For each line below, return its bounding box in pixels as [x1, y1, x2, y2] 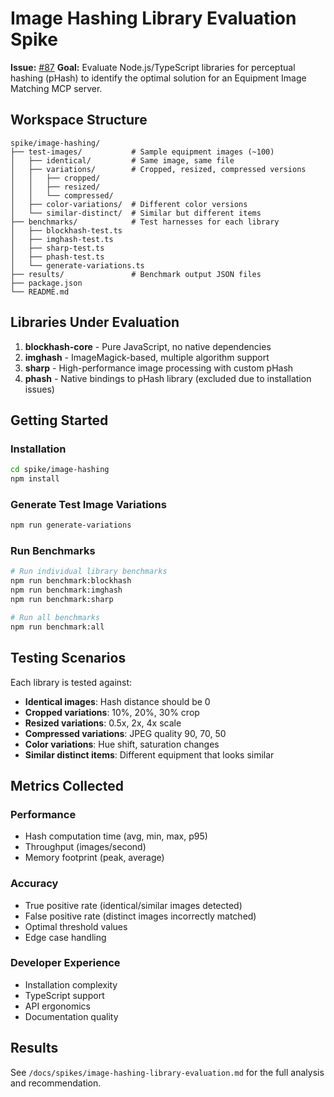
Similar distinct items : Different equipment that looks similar [24, 748, 275, 761]
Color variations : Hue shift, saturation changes [24, 738, 220, 750]
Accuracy [10, 877, 59, 891]
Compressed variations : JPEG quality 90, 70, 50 [24, 727, 227, 739]
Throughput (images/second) [24, 841, 147, 853]
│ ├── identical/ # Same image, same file [10, 155, 235, 166]
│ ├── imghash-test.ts [10, 234, 114, 244]
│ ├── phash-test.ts [10, 252, 105, 262]
